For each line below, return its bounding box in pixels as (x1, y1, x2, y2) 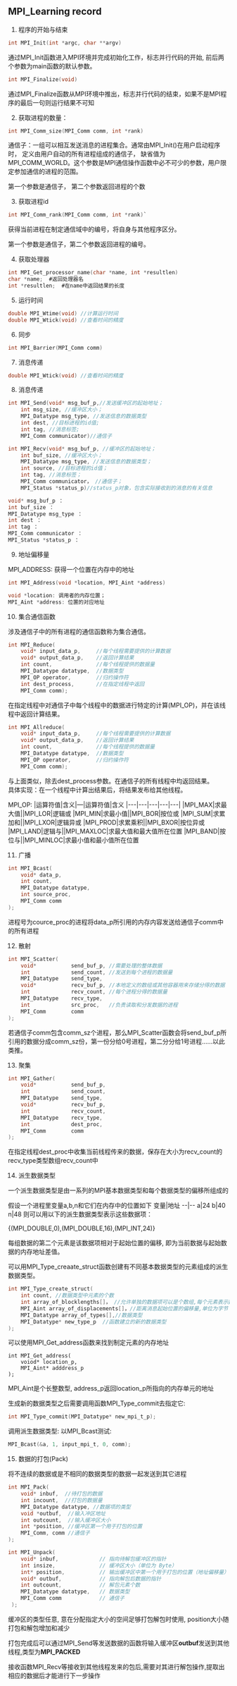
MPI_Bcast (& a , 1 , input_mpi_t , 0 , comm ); (8, 1441, 132, 1448)
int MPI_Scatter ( (8, 955, 59, 963)
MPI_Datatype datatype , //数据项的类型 (20, 1503, 131, 1510)
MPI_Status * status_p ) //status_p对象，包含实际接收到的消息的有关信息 (20, 484, 213, 491)
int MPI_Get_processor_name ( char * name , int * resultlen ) (8, 269, 179, 276)
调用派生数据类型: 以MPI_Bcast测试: (8, 1427, 112, 1436)
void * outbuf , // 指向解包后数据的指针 (20, 1575, 162, 1582)
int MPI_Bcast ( (8, 865, 53, 872)
